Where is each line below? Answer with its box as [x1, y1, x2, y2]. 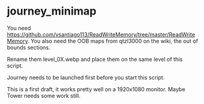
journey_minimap [7, 4, 97, 18]
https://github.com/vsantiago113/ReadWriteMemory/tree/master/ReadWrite [7, 30, 195, 38]
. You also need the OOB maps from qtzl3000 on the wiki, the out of [27, 37, 199, 44]
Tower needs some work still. [7, 92, 81, 99]
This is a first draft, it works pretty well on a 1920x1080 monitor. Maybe [7, 85, 186, 92]
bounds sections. [7, 44, 51, 51]
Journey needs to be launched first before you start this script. [7, 74, 165, 81]
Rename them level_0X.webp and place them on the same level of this [7, 55, 183, 63]
